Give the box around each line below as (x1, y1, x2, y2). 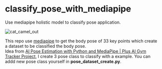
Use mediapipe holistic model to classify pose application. (5, 19, 121, 25)
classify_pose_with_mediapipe (5, 3, 132, 14)
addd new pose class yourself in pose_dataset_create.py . (5, 58, 122, 64)
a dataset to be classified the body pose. (5, 43, 86, 49)
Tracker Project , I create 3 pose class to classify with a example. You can (5, 53, 151, 59)
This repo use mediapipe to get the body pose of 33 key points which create (5, 38, 158, 44)
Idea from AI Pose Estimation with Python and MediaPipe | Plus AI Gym (5, 48, 147, 54)
